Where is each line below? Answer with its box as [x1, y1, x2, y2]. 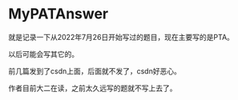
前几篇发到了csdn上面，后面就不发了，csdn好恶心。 [8, 66, 182, 76]
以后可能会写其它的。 [8, 49, 79, 58]
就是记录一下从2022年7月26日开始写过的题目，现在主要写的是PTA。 [8, 32, 235, 42]
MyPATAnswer [8, 5, 109, 23]
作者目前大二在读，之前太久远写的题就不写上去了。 [8, 83, 177, 93]
